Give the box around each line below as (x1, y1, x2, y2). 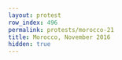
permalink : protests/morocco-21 (8, 26, 114, 34)
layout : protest (8, 11, 61, 19)
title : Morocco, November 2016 (8, 33, 111, 41)
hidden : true (8, 41, 51, 48)
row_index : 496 (8, 19, 58, 26)
